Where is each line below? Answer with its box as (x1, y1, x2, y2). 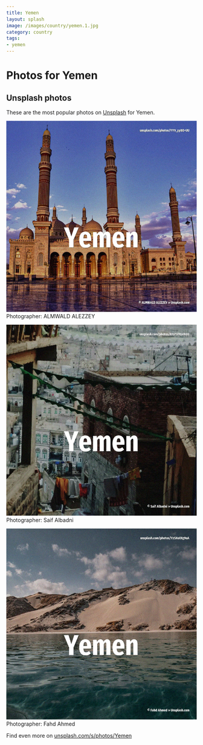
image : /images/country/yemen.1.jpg (6, 22, 98, 28)
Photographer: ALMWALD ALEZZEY (6, 313, 95, 319)
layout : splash (6, 16, 45, 22)
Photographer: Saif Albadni (6, 516, 74, 524)
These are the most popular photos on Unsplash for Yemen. (6, 109, 155, 116)
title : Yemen (6, 10, 39, 16)
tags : (6, 35, 20, 42)
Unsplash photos (6, 93, 72, 103)
